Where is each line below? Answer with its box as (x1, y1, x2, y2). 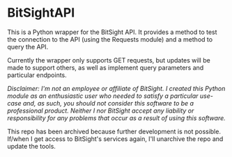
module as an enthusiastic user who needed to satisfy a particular (7, 92, 199, 100)
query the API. (7, 42, 49, 51)
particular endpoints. (7, 71, 68, 79)
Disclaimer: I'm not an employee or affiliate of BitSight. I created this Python (7, 84, 226, 92)
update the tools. (7, 142, 56, 150)
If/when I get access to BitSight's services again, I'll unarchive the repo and (7, 134, 224, 143)
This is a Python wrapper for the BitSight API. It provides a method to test (7, 28, 217, 36)
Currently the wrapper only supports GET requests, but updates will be (7, 56, 210, 64)
